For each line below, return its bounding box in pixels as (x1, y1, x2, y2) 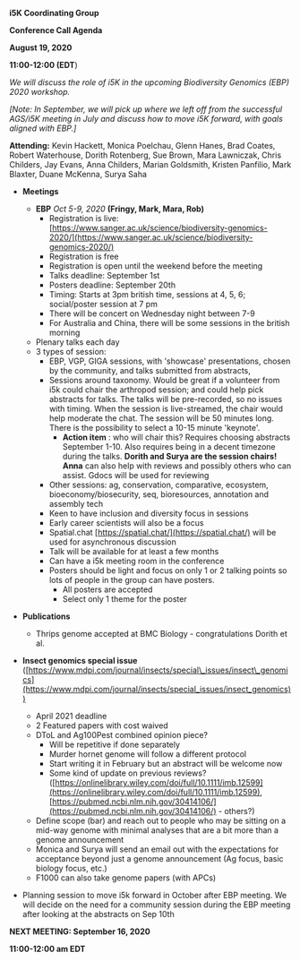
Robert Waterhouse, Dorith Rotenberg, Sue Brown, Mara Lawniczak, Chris (9, 150, 282, 160)
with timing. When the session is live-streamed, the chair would (48, 403, 284, 414)
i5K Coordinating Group (9, 8, 100, 18)
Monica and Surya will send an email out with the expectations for (35, 844, 279, 854)
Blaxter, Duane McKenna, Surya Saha (9, 169, 148, 179)
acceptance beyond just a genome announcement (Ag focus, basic (35, 854, 284, 863)
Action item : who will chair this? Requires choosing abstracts (62, 432, 291, 442)
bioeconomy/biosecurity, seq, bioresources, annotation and (48, 489, 270, 500)
